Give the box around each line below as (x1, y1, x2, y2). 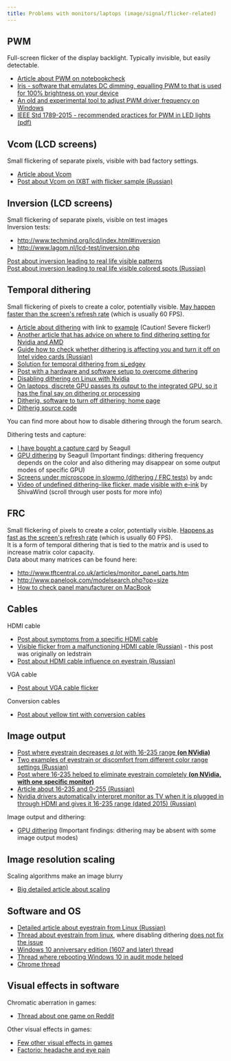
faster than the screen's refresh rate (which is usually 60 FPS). (7, 309, 184, 318)
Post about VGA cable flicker (16, 683, 99, 692)
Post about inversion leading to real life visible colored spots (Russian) (7, 265, 206, 273)
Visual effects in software (7, 980, 120, 992)
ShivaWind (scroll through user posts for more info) (16, 487, 163, 496)
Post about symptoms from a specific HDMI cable (16, 635, 158, 643)
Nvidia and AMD (16, 338, 64, 346)
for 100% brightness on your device (16, 89, 119, 97)
